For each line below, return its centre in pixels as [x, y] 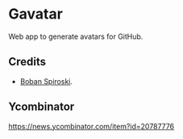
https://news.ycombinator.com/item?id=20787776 [91, 126]
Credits [27, 62]
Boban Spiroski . [46, 81]
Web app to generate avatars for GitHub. [76, 36]
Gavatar [35, 14]
